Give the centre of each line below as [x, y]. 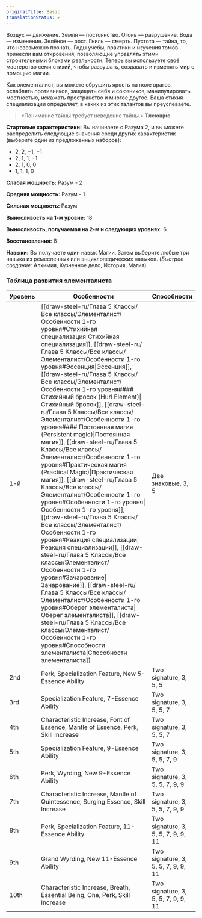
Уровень [22, 296]
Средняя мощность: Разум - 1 [46, 194]
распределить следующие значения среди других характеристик [91, 134]
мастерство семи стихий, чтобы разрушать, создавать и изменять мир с [100, 66]
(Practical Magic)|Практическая [87, 472]
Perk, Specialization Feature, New [89, 674]
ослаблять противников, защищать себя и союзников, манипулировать [98, 91]
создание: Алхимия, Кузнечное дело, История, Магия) [76, 265]
